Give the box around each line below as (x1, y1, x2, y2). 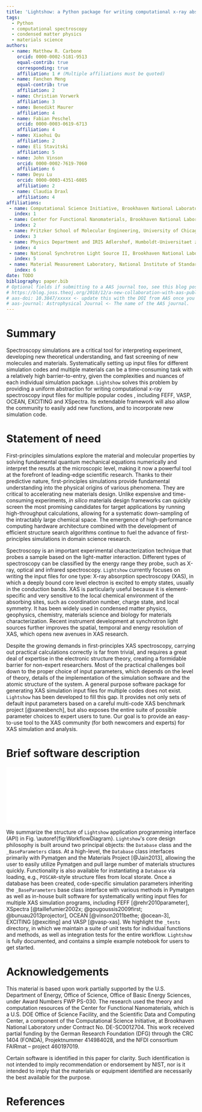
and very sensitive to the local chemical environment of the (27, 592, 174, 599)
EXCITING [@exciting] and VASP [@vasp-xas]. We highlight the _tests (6, 918, 181, 925)
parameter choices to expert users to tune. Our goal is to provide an (6, 713, 174, 720)
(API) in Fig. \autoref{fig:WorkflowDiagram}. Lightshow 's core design (6, 834, 176, 842)
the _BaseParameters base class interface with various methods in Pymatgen (6, 886, 195, 893)
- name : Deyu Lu (11, 171, 52, 178)
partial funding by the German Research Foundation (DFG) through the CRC (6, 1030, 194, 1037)
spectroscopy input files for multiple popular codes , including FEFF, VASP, (6, 392, 192, 399)
